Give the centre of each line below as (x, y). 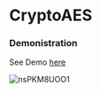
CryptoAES (51, 15)
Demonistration (43, 43)
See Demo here (38, 62)
